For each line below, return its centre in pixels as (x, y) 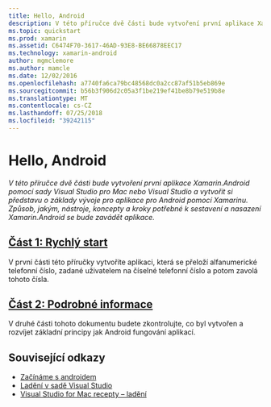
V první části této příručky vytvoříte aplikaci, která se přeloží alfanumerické (133, 262)
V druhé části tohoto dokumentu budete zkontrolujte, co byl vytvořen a (126, 324)
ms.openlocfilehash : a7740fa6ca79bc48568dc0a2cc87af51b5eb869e (117, 83)
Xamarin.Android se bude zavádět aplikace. (81, 217)
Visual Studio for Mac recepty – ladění (83, 394)
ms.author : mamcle (39, 69)
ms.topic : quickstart (45, 31)
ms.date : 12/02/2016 (43, 76)
